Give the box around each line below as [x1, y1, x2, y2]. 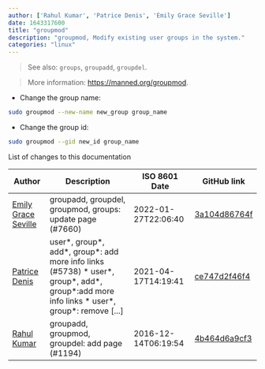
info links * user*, [50, 295, 117, 306]
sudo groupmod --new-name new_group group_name [8, 108, 168, 117]
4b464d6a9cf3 [194, 333, 252, 344]
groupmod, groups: [50, 203, 121, 214]
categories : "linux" [8, 41, 77, 49]
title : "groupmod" [8, 26, 69, 34]
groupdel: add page [50, 337, 123, 348]
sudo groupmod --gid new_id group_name [8, 138, 140, 146]
